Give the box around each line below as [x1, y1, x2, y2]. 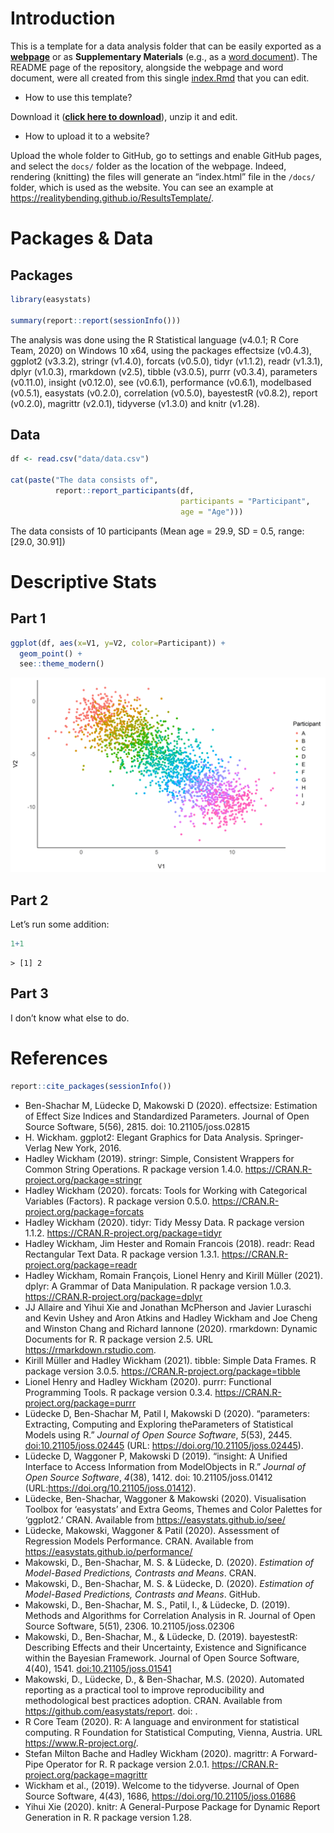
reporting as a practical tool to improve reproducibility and [24, 1683, 265, 1696]
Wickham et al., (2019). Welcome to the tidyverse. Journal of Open [24, 1779, 300, 1791]
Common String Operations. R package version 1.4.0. [24, 1163, 243, 1175]
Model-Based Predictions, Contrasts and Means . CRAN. [24, 1567, 257, 1579]
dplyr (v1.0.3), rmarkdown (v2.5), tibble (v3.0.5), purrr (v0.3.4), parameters [10, 365, 318, 377]
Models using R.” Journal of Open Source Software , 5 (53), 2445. [24, 1428, 293, 1441]
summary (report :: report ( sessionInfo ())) [10, 315, 182, 326]
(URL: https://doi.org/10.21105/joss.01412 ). [24, 1482, 197, 1494]
